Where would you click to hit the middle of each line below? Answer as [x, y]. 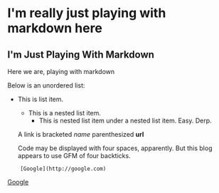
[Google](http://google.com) [63, 169]
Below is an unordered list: [46, 85]
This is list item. [41, 99]
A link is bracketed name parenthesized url [81, 134]
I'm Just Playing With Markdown [81, 54]
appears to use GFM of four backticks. [74, 156]
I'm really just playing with [87, 13]
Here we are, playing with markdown [61, 72]
